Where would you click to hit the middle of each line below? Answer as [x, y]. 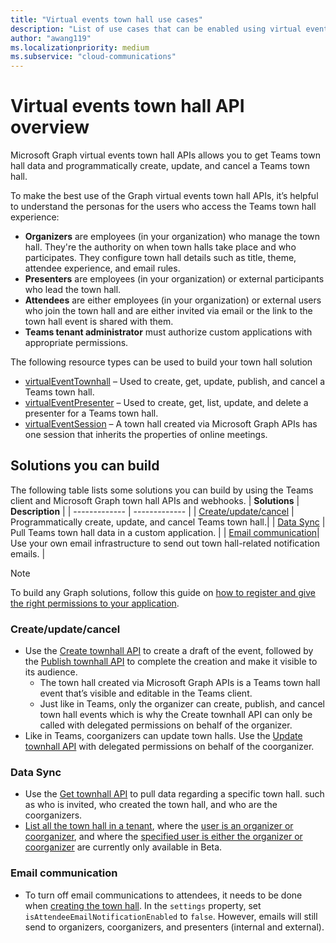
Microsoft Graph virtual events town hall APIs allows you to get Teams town [165, 155]
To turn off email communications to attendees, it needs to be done [163, 895]
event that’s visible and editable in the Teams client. [146, 693]
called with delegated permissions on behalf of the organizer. [166, 725]
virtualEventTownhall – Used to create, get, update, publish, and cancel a [175, 382]
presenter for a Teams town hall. [91, 413]
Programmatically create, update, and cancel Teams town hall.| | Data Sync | [168, 522]
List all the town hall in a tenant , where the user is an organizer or [159, 826]
